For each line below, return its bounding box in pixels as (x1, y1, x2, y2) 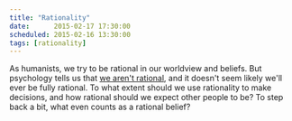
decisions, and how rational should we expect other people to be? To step (9, 92, 284, 103)
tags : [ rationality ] (9, 38, 87, 48)
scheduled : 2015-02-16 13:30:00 (9, 30, 131, 39)
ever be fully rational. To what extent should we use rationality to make (9, 82, 272, 93)
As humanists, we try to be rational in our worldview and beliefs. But (9, 63, 262, 74)
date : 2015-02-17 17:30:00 (9, 22, 131, 31)
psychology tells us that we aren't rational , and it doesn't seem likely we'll (9, 73, 283, 84)
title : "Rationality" (9, 13, 91, 23)
